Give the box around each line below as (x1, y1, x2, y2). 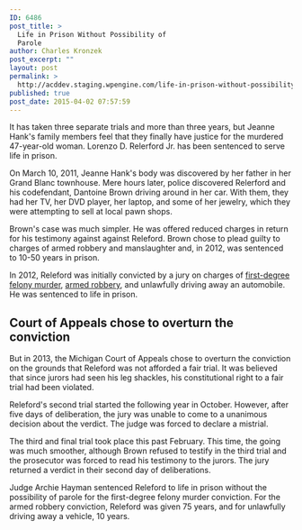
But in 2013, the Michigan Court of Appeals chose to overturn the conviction (9, 353, 291, 364)
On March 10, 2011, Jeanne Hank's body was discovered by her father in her (9, 168, 292, 178)
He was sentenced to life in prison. (9, 289, 138, 300)
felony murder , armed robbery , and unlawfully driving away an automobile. (9, 279, 286, 290)
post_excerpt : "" (9, 55, 75, 64)
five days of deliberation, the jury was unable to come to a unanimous (9, 409, 268, 420)
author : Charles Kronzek (9, 47, 102, 56)
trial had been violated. (9, 382, 94, 393)
